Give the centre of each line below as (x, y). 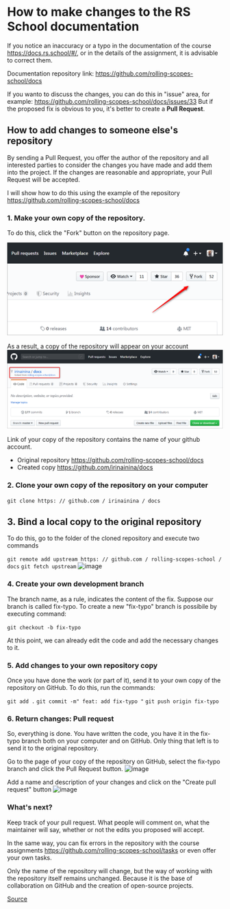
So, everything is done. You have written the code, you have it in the (103, 734)
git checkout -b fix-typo (44, 627)
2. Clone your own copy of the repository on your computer (108, 485)
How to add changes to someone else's (93, 130)
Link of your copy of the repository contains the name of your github (104, 440)
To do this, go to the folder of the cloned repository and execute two (103, 538)
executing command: (37, 614)
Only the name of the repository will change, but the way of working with (110, 871)
